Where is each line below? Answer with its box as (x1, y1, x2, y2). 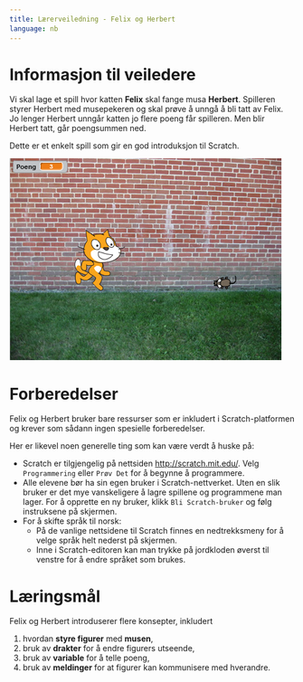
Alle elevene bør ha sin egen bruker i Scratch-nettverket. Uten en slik (22, 478, 280, 488)
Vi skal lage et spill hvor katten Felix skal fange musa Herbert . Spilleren (9, 94, 276, 105)
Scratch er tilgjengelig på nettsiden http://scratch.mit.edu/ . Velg (22, 458, 260, 469)
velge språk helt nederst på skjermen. (35, 535, 178, 546)
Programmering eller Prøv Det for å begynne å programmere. (22, 468, 245, 478)
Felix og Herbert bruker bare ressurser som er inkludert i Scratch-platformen (9, 413, 295, 424)
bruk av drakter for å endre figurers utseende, (22, 643, 195, 654)
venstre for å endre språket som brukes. (35, 554, 186, 565)
